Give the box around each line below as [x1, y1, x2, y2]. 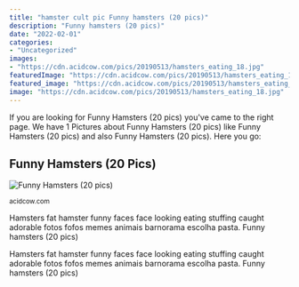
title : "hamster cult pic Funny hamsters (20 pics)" [9, 12, 209, 22]
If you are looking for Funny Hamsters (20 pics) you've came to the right [9, 112, 274, 123]
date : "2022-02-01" [9, 29, 82, 38]
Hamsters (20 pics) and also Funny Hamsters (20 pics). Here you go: [9, 131, 262, 141]
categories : [9, 37, 53, 47]
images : [9, 54, 38, 63]
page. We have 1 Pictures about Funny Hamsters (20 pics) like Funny [9, 121, 261, 132]
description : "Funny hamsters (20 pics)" [9, 21, 166, 30]
